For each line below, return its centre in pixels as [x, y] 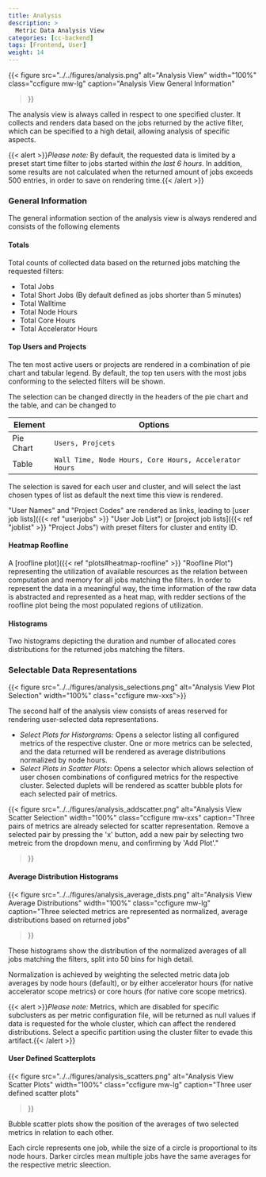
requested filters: [36, 271]
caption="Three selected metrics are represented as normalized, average [128, 911]
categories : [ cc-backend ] [51, 38]
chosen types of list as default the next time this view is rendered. [116, 495]
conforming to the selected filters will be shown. [87, 381]
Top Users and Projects [47, 347]
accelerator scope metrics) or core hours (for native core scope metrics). [127, 991]
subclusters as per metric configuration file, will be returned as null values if [132, 1015]
